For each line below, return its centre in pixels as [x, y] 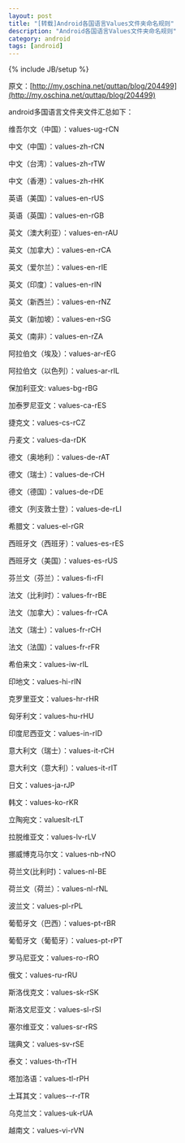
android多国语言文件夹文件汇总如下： [71, 112]
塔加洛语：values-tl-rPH [49, 1079]
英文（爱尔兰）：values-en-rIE [58, 267]
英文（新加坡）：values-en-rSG [60, 319]
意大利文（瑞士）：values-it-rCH [62, 751]
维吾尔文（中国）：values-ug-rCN [64, 129]
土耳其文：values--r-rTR [49, 1096]
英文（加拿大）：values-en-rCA [60, 250]
